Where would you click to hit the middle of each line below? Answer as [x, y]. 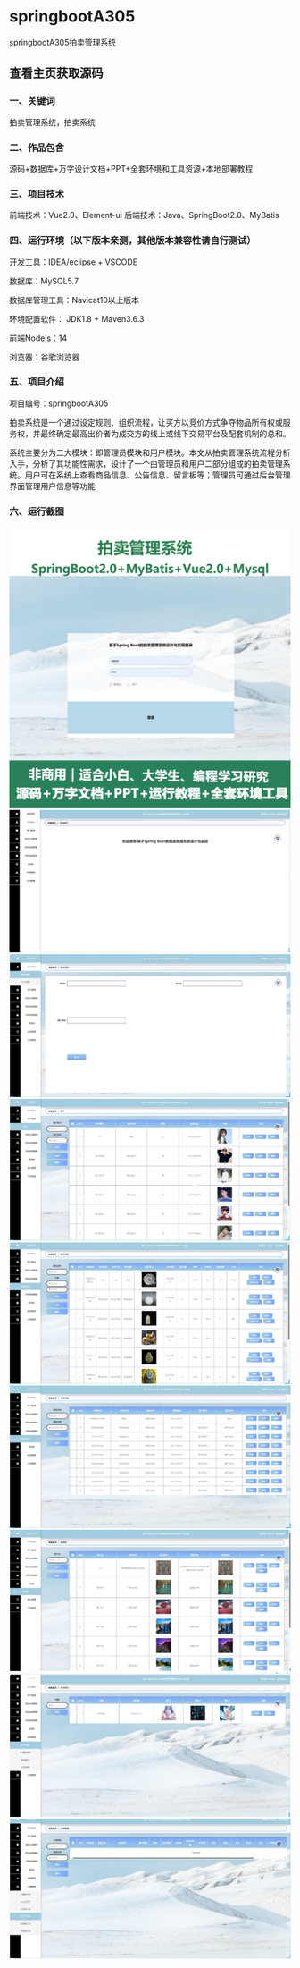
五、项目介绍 [37, 382]
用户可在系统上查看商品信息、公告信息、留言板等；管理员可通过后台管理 [158, 475]
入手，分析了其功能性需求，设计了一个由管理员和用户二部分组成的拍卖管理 [146, 463]
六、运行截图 [37, 511]
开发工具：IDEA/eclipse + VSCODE [74, 262]
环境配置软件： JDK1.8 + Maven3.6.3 [77, 318]
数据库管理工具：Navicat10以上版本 [75, 300]
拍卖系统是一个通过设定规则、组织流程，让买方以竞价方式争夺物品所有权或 [146, 422]
